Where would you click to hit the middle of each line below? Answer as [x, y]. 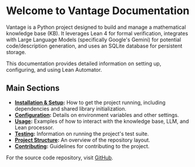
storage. [16, 52]
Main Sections [33, 88]
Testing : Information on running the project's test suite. [82, 133]
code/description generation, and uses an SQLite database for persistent [94, 46]
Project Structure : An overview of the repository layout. [83, 140]
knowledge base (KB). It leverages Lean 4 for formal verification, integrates [97, 33]
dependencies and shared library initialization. [70, 108]
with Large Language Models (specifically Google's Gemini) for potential [94, 39]
